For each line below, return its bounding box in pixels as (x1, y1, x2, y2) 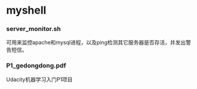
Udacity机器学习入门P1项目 (6, 75, 73, 83)
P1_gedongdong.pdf (6, 62, 67, 70)
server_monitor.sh (6, 25, 61, 33)
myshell (6, 4, 47, 17)
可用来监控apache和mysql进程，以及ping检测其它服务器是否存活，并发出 (6, 39, 186, 46)
